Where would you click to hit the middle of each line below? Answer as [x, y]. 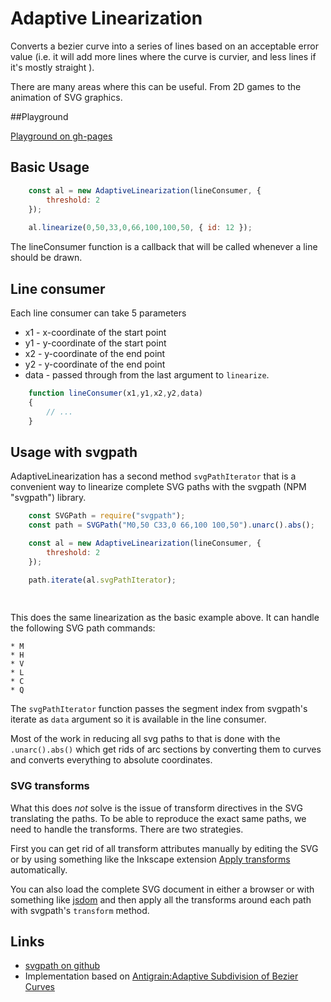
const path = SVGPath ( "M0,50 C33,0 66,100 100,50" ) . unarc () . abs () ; [171, 525]
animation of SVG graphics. [66, 97]
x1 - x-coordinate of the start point [95, 332]
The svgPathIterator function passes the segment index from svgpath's [159, 709]
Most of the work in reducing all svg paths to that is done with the [145, 739]
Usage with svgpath [74, 452]
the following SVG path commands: [83, 628]
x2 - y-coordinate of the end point [95, 353]
